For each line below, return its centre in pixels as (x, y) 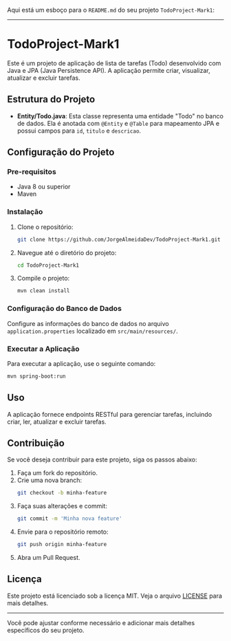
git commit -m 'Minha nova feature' (69, 519)
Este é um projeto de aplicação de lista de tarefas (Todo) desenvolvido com (114, 63)
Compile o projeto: (43, 279)
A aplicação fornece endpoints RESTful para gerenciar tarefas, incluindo (110, 414)
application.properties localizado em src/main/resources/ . (92, 331)
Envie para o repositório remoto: (63, 532)
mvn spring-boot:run (37, 376)
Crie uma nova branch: (49, 480)
